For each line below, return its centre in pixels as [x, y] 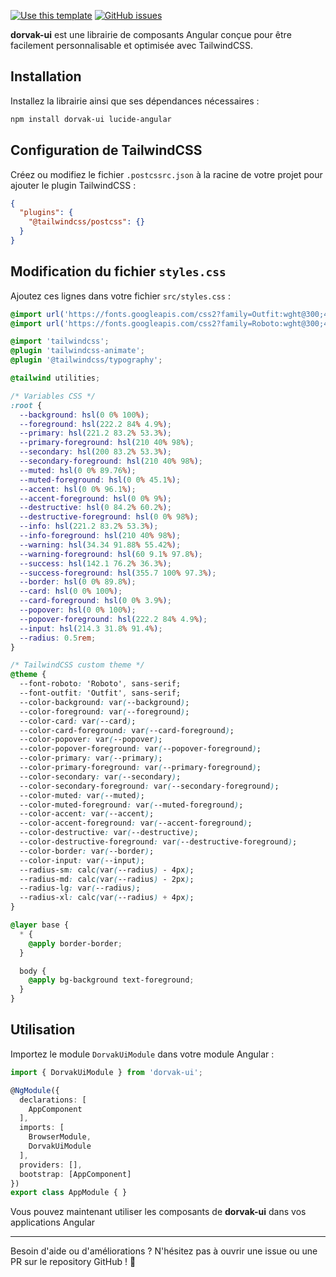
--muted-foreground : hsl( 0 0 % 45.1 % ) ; [100, 480]
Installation [46, 76]
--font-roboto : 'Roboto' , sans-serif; [100, 684]
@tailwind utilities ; [55, 378]
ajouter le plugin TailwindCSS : [73, 185]
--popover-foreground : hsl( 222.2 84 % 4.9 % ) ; [113, 619]
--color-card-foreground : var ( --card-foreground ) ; [127, 730]
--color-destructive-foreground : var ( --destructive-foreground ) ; [158, 842]
